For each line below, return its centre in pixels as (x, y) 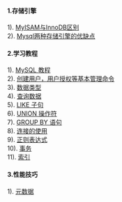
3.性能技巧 (23, 174)
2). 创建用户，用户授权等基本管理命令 (61, 79)
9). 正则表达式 (27, 140)
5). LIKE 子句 (25, 105)
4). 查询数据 (24, 96)
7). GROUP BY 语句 (35, 123)
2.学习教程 (23, 53)
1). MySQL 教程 (29, 70)
